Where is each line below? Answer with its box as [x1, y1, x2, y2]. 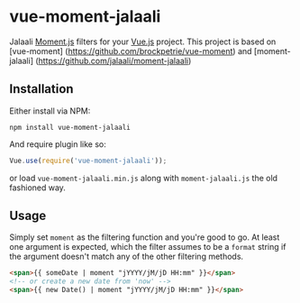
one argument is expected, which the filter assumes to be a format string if [9, 242, 286, 252]
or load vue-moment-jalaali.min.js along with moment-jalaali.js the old [9, 172, 277, 183]
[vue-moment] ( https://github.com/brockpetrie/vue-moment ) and [9, 45, 252, 56]
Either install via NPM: [9, 106, 91, 116]
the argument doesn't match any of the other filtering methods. [9, 251, 244, 262]
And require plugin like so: [9, 138, 106, 150]
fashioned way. [9, 182, 66, 193]
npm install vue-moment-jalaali [9, 123, 131, 132]
